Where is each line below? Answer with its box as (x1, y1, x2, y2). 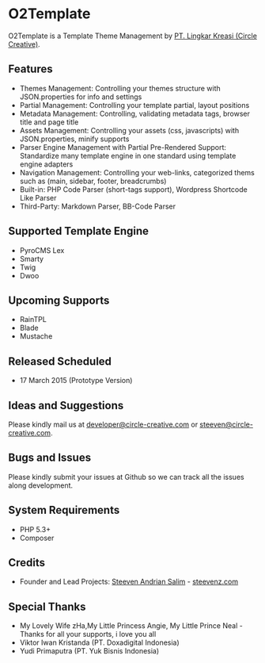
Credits (8, 556, 46, 569)
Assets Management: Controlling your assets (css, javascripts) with (19, 125, 240, 135)
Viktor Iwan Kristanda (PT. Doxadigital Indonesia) (19, 638, 180, 647)
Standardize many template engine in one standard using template (19, 151, 237, 160)
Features (8, 63, 53, 76)
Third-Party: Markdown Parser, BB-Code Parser (19, 201, 176, 211)
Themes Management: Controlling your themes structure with (19, 83, 221, 93)
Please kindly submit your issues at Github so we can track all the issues (8, 472, 244, 481)
